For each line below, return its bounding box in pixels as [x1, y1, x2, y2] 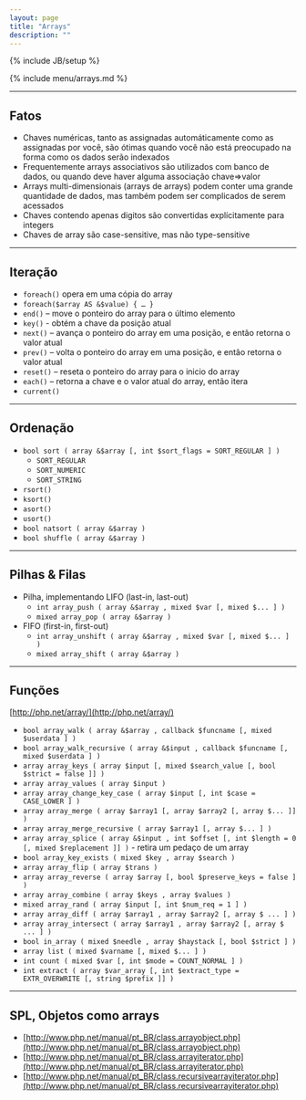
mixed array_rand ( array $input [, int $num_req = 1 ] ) [22, 900, 248, 909]
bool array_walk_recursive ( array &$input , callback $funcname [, [22, 744, 289, 753]
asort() [22, 504, 52, 514]
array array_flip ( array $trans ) [22, 864, 158, 873]
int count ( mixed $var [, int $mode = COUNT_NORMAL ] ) [22, 957, 244, 966]
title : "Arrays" [9, 22, 71, 31]
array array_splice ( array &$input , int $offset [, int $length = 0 [22, 834, 297, 843]
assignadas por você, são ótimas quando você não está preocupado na [22, 142, 291, 153]
